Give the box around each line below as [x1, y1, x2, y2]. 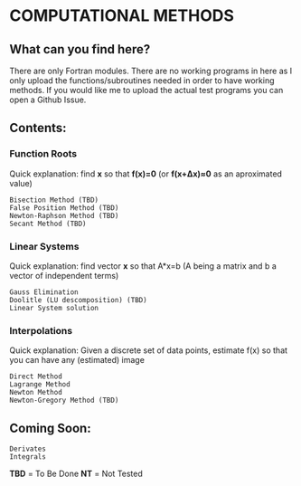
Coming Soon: [9, 420, 92, 435]
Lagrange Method [9, 380, 71, 389]
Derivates [9, 444, 47, 453]
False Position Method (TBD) [9, 203, 119, 213]
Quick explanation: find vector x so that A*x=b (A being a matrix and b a [9, 260, 277, 272]
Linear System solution [9, 303, 99, 312]
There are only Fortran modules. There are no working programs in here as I [9, 65, 293, 76]
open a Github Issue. [9, 94, 87, 105]
